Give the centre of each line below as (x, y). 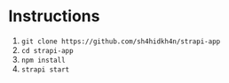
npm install (43, 60)
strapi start (45, 69)
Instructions (54, 16)
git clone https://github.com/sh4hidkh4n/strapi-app (121, 41)
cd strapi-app (47, 50)
